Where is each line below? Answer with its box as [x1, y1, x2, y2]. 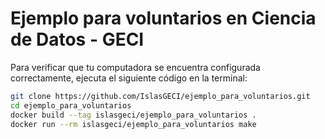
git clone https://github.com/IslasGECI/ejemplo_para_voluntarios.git [10, 91, 311, 101]
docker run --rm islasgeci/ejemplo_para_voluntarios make [10, 119, 257, 129]
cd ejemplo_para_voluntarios [10, 100, 132, 111]
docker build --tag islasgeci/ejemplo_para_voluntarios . [10, 110, 257, 120]
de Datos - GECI [10, 28, 145, 51]
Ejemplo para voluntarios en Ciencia [10, 7, 317, 30]
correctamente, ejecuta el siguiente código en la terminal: [10, 72, 248, 84]
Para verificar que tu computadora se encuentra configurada [10, 61, 261, 73]
